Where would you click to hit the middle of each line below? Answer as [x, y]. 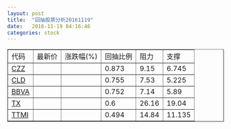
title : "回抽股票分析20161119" [51, 20]
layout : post [26, 13]
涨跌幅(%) [81, 57]
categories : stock [33, 33]
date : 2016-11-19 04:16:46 [49, 26]
